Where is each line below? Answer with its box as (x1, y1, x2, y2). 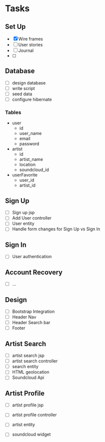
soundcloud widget (12, 431, 51, 438)
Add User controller (12, 215, 52, 221)
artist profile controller (12, 412, 57, 418)
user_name (19, 131, 42, 136)
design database (12, 80, 46, 86)
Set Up (5, 22, 26, 31)
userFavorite (12, 172, 38, 178)
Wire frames (18, 36, 43, 42)
